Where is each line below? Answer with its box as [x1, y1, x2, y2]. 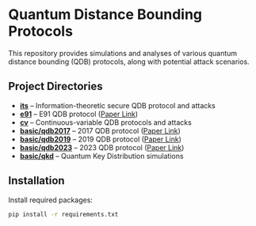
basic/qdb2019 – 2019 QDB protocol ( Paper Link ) [19, 134, 182, 144]
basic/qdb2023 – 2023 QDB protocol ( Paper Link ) [19, 142, 185, 152]
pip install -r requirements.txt [8, 210, 119, 218]
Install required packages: [8, 195, 94, 205]
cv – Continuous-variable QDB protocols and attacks [19, 117, 192, 127]
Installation [8, 174, 65, 187]
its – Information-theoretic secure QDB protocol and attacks [19, 100, 216, 110]
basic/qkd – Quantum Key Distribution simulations [19, 151, 184, 160]
